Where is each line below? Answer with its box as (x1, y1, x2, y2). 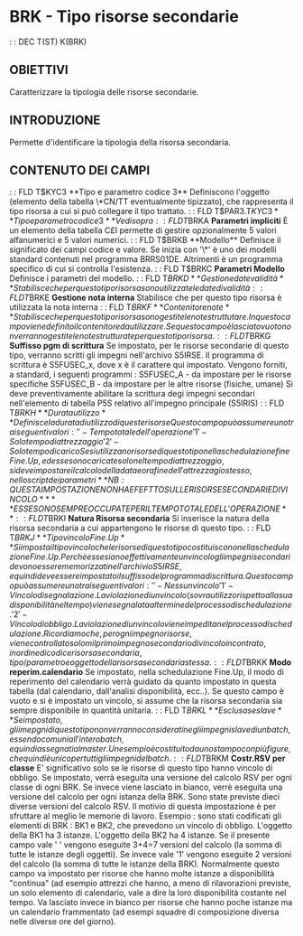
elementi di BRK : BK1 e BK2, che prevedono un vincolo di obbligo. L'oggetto (9, 820, 293, 831)
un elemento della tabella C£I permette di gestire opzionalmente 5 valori (9, 225, 277, 236)
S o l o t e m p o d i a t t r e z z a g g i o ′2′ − (9, 436, 120, 447)
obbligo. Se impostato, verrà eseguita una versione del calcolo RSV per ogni (9, 772, 293, 783)
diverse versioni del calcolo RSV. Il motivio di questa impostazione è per (9, 801, 277, 812)
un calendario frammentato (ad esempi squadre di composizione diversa (9, 906, 280, 918)
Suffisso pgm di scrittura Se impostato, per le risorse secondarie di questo (9, 341, 289, 351)
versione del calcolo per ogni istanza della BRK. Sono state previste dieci (9, 791, 280, 802)
